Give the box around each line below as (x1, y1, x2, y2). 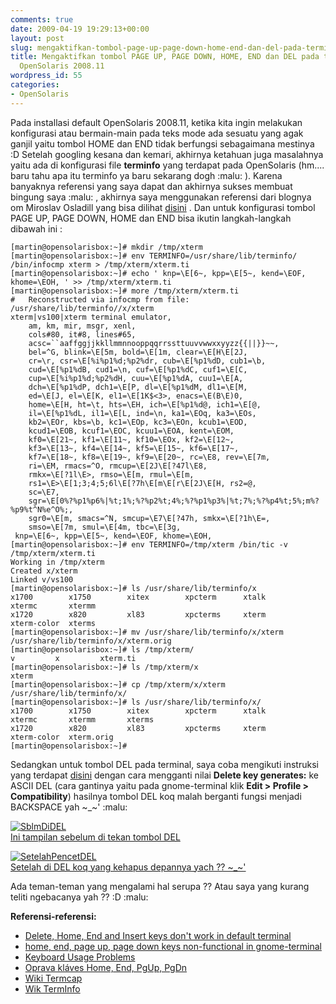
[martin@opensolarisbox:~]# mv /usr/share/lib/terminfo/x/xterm (10, 627, 284, 637)
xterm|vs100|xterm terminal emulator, (10, 312, 172, 322)
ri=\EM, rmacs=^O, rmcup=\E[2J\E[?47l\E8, (28, 461, 208, 471)
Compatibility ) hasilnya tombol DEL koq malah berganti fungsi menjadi (10, 790, 302, 802)
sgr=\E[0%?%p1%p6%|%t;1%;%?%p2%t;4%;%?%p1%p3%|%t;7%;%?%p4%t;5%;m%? (28, 496, 320, 506)
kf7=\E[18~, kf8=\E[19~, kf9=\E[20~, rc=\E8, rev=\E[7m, (28, 452, 271, 462)
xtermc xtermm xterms (10, 714, 155, 725)
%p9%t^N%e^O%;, (10, 504, 74, 515)
